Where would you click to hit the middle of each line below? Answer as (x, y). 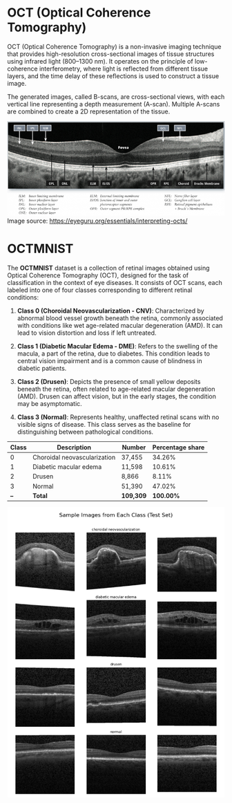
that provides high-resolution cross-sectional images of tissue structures (111, 54)
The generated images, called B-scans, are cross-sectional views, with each (116, 96)
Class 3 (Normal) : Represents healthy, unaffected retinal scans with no (118, 417)
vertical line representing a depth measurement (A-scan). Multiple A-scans (114, 104)
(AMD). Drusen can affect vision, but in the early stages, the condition (116, 396)
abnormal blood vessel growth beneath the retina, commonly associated (120, 318)
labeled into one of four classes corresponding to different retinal (100, 290)
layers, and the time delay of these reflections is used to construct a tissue (113, 76)
